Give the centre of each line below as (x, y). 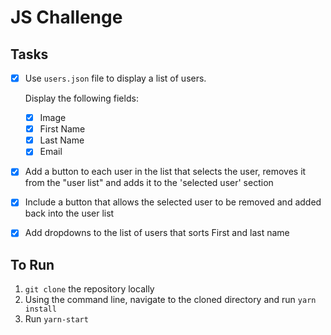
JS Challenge (66, 17)
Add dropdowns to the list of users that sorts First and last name (157, 233)
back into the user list (69, 213)
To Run (32, 264)
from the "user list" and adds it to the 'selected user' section (149, 183)
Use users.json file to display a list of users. (115, 78)
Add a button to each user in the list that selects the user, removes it (165, 172)
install (40, 309)
